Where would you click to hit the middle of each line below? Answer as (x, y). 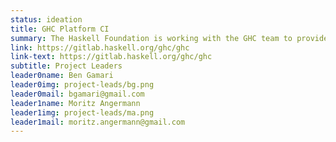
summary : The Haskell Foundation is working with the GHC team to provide (169, 38)
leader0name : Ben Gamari (62, 76)
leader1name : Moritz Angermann (75, 103)
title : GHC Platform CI (60, 29)
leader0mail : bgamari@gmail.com (77, 94)
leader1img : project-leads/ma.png (82, 112)
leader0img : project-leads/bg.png (82, 85)
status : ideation (46, 19)
